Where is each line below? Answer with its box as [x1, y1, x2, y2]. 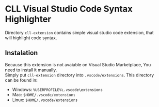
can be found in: [5, 77, 38, 83]
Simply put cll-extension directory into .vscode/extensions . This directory [5, 72, 154, 78]
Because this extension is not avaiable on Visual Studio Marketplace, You [5, 61, 151, 67]
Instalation [5, 49, 38, 57]
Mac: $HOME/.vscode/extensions [12, 92, 76, 97]
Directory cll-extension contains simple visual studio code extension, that [5, 30, 154, 35]
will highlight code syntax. [5, 35, 57, 41]
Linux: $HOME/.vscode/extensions [12, 97, 78, 103]
